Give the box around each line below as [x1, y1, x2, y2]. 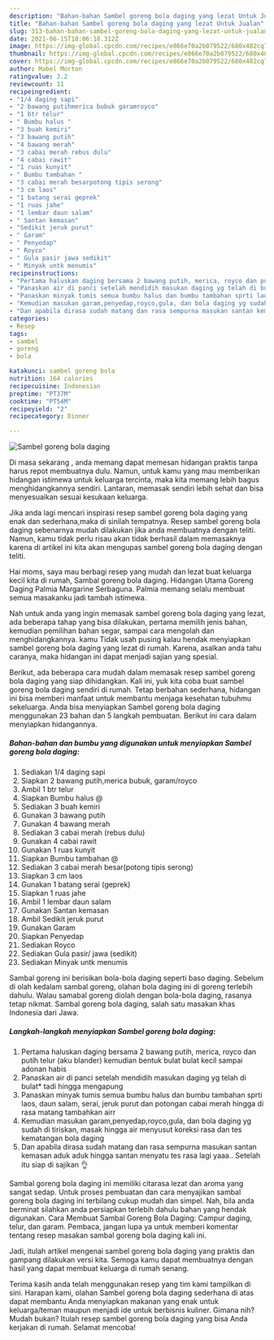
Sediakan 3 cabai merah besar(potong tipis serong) [20, 862, 194, 872]
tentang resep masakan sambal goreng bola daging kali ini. [9, 1230, 207, 1241]
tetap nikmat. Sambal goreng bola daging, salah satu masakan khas [9, 999, 236, 1009]
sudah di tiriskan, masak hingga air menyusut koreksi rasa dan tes [20, 1124, 242, 1135]
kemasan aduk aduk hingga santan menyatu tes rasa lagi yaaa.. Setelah [20, 1150, 261, 1160]
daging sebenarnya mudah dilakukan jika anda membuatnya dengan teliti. [9, 526, 256, 535]
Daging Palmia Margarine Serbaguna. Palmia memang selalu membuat [9, 584, 246, 594]
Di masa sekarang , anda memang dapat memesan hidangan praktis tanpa [9, 457, 259, 468]
